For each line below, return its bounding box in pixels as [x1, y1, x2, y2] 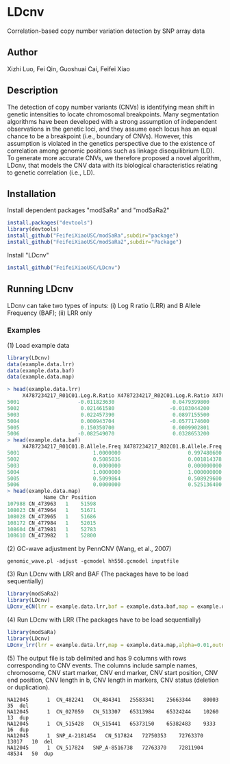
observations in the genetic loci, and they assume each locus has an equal [7, 125, 218, 133]
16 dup [7, 726, 29, 733]
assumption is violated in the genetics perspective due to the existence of [7, 139, 216, 147]
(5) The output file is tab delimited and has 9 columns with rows [7, 654, 187, 662]
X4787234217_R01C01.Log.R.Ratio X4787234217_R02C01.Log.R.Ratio [22, 392, 210, 399]
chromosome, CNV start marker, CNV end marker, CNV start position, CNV [7, 668, 218, 676]
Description [7, 85, 58, 97]
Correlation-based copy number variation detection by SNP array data [7, 27, 205, 35]
